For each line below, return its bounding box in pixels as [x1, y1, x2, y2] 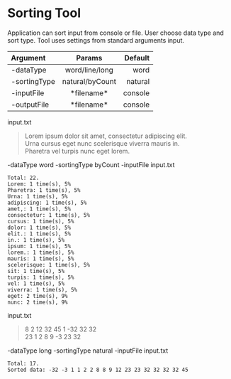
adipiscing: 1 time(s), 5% [7, 199, 87, 206]
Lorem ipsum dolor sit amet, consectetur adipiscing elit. [24, 132, 188, 140]
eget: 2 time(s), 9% [7, 292, 69, 299]
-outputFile [11, 100, 50, 110]
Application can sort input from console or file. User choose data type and [7, 28, 225, 37]
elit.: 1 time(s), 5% [7, 230, 72, 237]
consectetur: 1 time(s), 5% [7, 211, 91, 218]
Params [76, 53, 103, 63]
